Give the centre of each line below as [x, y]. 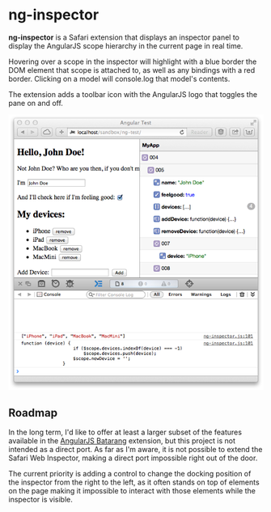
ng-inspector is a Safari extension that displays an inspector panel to [124, 37]
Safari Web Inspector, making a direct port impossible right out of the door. [133, 458]
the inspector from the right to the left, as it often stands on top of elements [134, 482]
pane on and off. [36, 103]
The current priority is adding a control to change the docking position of [130, 473]
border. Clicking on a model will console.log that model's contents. [119, 78]
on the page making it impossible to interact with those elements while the [132, 490]
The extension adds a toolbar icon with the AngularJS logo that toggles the [133, 94]
